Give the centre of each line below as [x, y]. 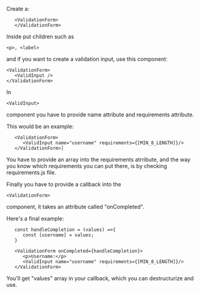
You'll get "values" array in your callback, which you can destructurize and [100, 278]
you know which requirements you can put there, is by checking [87, 166]
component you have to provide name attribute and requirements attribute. [100, 115]
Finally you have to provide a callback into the [64, 184]
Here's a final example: [35, 218]
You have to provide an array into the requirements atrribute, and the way [98, 160]
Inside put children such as [40, 37]
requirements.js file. [31, 172]
